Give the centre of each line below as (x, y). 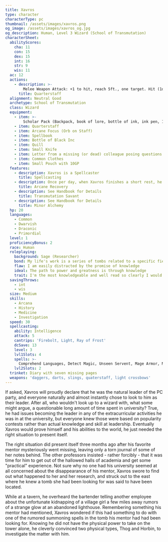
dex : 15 (22, 56)
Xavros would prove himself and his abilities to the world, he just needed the (84, 429)
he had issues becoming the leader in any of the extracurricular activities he (83, 413)
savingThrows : (24, 280)
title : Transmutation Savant (49, 196)
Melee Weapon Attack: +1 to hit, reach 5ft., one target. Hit (89, 89)
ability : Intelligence (38, 331)
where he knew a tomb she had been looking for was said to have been (79, 481)
